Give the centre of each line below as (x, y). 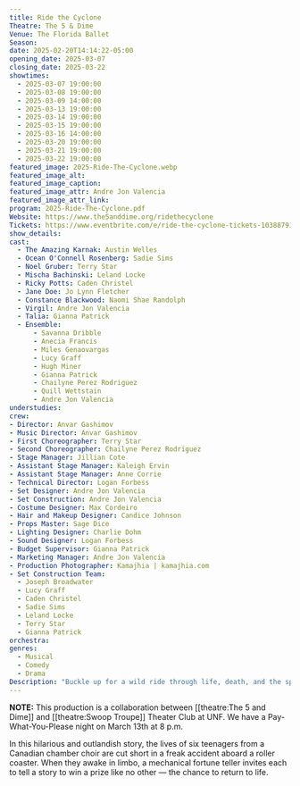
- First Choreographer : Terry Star (75, 441)
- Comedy (33, 665)
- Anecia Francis (65, 341)
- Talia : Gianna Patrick (63, 317)
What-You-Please (42, 726)
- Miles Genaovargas (71, 349)
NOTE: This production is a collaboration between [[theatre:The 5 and (137, 707)
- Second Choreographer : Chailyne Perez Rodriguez (105, 449)
